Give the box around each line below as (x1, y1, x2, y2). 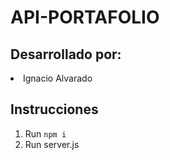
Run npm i (24, 127, 67, 140)
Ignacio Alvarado (23, 72, 93, 84)
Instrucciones (10, 101, 99, 118)
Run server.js (24, 138, 80, 150)
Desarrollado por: (10, 46, 122, 63)
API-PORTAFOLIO (10, 6, 160, 29)
